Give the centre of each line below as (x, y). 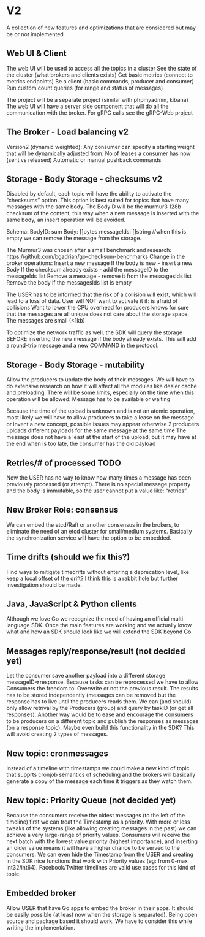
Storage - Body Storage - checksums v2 (84, 179)
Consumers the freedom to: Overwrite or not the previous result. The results (102, 689)
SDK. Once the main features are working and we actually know (111, 625)
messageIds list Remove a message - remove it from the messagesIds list (99, 276)
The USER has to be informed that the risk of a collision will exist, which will (102, 294)
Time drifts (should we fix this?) (68, 557)
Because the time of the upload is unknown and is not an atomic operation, (101, 411)
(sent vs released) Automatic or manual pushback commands (84, 159)
